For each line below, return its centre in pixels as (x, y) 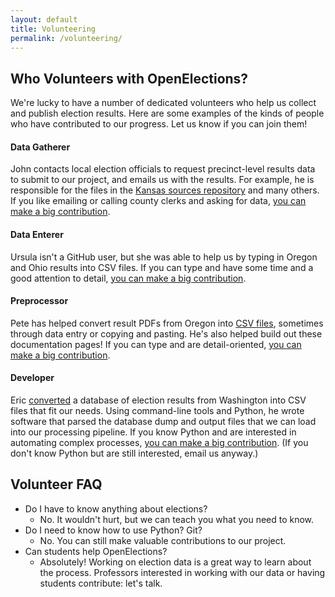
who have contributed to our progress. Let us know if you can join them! (159, 124)
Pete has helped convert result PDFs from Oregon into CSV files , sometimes (167, 323)
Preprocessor (39, 301)
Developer (32, 378)
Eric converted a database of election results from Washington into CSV (158, 400)
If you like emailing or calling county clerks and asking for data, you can (158, 201)
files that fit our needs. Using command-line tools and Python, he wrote (157, 410)
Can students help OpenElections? (96, 551)
